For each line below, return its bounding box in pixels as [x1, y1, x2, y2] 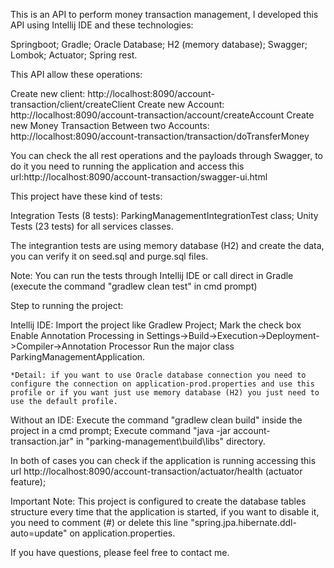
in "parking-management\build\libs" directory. [75, 435, 266, 447]
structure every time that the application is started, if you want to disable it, [10, 506, 320, 518]
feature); [10, 476, 47, 488]
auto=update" [10, 527, 68, 539]
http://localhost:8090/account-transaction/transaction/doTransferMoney [10, 130, 310, 142]
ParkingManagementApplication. [10, 351, 146, 363]
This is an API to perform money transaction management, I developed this [10, 9, 319, 20]
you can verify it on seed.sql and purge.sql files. [10, 250, 209, 262]
